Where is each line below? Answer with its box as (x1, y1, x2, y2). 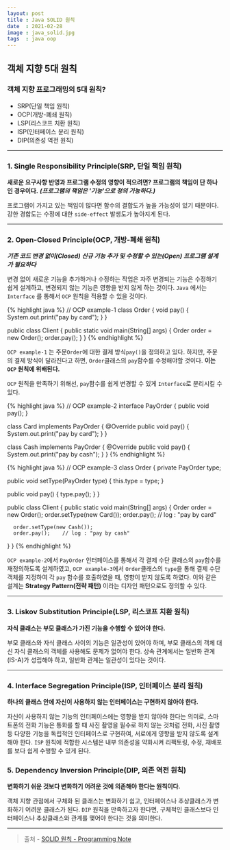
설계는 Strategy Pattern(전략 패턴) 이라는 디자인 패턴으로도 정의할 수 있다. (7, 582, 207, 590)
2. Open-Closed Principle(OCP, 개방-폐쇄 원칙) (7, 235, 161, 245)
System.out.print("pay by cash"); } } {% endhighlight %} (7, 450, 166, 459)
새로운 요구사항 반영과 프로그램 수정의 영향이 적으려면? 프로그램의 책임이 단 (7, 178, 205, 186)
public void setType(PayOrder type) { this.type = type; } (7, 477, 164, 485)
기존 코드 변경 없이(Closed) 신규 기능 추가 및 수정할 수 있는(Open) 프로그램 (7, 252, 206, 260)
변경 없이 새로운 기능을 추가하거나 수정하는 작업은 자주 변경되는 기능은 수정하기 (7, 275, 218, 283)
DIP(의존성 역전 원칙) (16, 136, 74, 144)
